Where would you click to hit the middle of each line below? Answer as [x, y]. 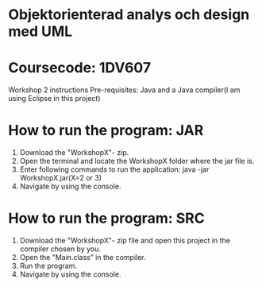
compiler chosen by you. [60, 249]
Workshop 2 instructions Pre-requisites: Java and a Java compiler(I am [124, 90]
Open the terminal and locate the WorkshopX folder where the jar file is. [137, 161]
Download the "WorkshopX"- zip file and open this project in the [125, 240]
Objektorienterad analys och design [129, 15]
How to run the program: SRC [106, 218]
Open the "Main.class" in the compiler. [83, 257]
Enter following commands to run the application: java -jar [114, 169]
